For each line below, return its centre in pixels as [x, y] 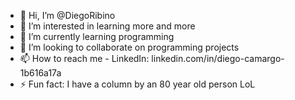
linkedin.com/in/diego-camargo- [218, 58]
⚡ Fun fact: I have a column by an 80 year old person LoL [137, 84]
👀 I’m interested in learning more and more [107, 26]
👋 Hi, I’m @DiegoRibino [67, 15]
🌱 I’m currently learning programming [97, 36]
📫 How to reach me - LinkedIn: [84, 58]
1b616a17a [40, 73]
